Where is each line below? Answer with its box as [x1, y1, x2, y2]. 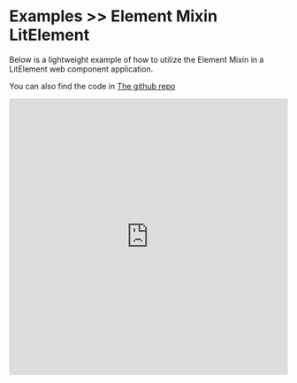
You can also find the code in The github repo [9, 80, 176, 91]
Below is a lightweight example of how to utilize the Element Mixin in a [9, 54, 264, 65]
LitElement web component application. [9, 64, 154, 74]
